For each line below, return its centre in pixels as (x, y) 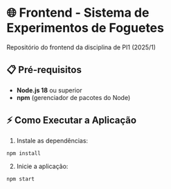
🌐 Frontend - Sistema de (78, 13)
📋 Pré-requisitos (44, 70)
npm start (21, 179)
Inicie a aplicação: (42, 166)
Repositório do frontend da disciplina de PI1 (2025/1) (81, 47)
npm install (24, 153)
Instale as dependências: (52, 140)
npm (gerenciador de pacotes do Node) (73, 97)
